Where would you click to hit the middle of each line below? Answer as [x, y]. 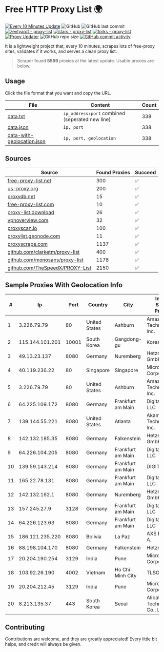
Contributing [25, 627]
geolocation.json [27, 141]
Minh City [125, 576]
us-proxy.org [23, 188]
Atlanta [123, 421]
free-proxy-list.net [30, 180]
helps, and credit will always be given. [43, 644]
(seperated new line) [87, 119]
